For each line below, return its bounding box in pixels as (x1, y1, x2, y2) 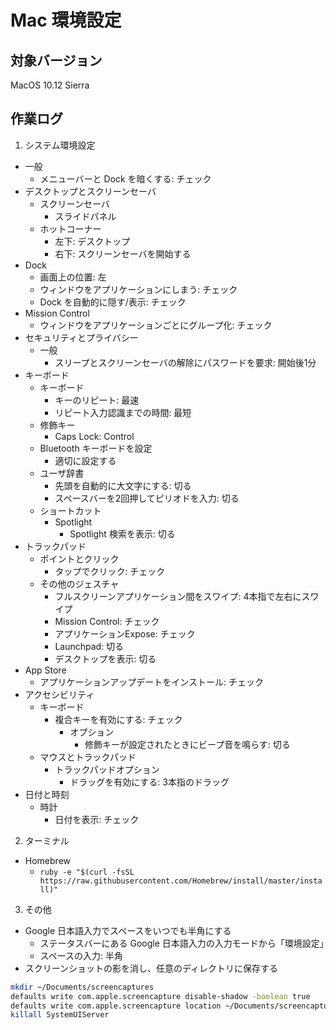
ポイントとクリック (39, 552, 120, 565)
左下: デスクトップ (54, 235, 131, 247)
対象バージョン (10, 52, 103, 69)
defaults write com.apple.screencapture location (10, 1001, 222, 1011)
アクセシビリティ (24, 688, 95, 700)
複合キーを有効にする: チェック (54, 713, 183, 725)
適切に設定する (54, 454, 117, 466)
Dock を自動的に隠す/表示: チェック (39, 296, 187, 308)
